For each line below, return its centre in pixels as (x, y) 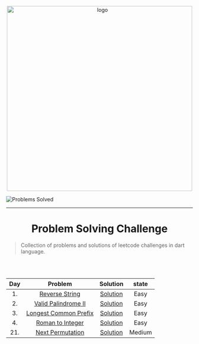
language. (33, 251)
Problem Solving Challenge (99, 229)
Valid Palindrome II (60, 303)
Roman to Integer (60, 323)
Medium (141, 332)
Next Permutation (60, 332)
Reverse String (60, 294)
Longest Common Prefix (60, 313)
